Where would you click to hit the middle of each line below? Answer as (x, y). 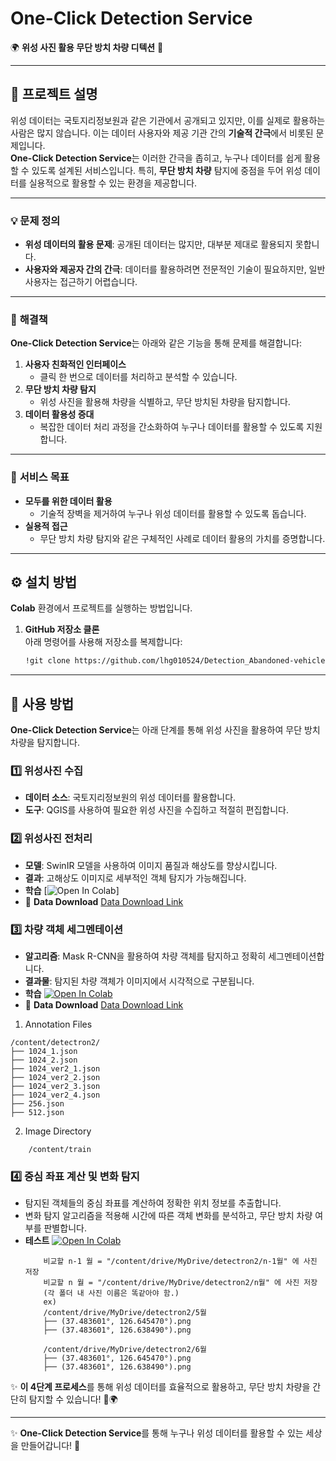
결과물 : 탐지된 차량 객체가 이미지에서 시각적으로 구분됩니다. (139, 981)
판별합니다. (65, 1228)
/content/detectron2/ (55, 1043)
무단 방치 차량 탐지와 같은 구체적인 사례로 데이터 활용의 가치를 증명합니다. (182, 538)
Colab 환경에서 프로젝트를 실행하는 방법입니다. (101, 608)
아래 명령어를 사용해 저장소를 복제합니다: (103, 642)
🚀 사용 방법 (42, 703)
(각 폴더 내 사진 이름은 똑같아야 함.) (111, 1293)
